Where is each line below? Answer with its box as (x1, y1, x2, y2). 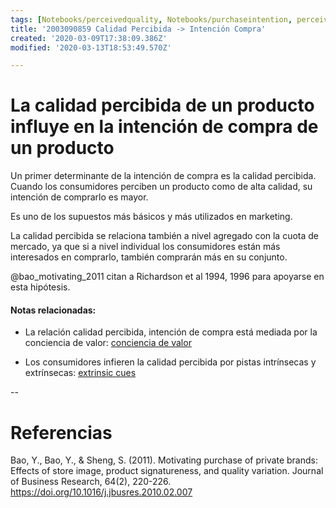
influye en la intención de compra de (10, 116, 319, 138)
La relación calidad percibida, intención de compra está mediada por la (24, 326, 318, 338)
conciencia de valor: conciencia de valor (24, 337, 192, 349)
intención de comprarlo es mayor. (10, 191, 149, 203)
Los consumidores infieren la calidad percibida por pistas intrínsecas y (24, 356, 317, 368)
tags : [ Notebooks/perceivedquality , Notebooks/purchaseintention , (10, 14, 293, 25)
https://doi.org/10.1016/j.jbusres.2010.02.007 (10, 486, 193, 498)
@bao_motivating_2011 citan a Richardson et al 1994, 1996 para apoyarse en (10, 271, 325, 283)
